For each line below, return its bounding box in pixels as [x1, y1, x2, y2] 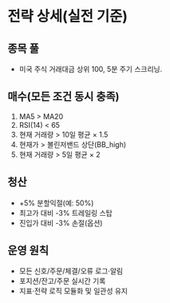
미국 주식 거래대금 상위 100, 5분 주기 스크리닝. [18, 65, 163, 74]
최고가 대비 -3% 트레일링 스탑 [18, 208, 113, 217]
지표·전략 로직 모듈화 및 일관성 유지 [18, 286, 128, 296]
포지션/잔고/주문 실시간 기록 [18, 277, 106, 286]
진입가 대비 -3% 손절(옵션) [18, 217, 103, 228]
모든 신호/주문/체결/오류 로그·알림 [18, 266, 124, 276]
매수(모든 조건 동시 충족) [7, 90, 120, 104]
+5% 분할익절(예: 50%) [18, 197, 94, 208]
